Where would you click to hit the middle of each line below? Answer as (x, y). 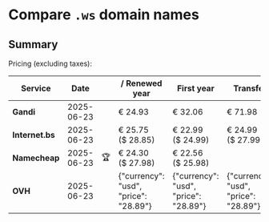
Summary (33, 44)
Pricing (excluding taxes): (50, 63)
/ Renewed (141, 83)
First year (196, 88)
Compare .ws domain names (104, 15)
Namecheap (36, 158)
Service (36, 88)
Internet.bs (34, 135)
